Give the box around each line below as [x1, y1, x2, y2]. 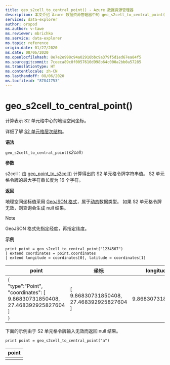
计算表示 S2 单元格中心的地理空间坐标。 [5, 117, 89, 123]
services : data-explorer [5, 17, 58, 22]
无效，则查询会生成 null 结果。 [5, 205, 69, 211]
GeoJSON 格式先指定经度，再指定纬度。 [5, 225, 90, 231]
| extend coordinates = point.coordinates [5, 251, 96, 256]
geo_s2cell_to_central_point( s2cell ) [5, 149, 83, 155]
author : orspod [5, 21, 37, 27]
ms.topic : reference [5, 41, 49, 46]
